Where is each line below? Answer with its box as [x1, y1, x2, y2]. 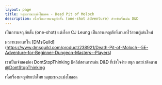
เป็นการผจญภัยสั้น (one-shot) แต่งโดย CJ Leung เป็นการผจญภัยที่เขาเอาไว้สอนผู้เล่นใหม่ [5, 30, 153, 35]
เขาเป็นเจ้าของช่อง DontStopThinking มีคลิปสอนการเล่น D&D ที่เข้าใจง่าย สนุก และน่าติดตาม [5, 59, 157, 65]
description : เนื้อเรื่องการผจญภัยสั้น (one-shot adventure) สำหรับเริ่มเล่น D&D [5, 16, 139, 21]
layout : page [5, 7, 32, 12]
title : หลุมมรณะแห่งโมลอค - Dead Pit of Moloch [5, 12, 95, 17]
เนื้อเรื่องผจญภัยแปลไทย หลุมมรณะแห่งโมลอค [5, 74, 78, 80]
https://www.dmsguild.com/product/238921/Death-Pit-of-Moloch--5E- [6, 45, 148, 51]
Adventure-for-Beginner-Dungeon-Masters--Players [5, 50, 110, 56]
